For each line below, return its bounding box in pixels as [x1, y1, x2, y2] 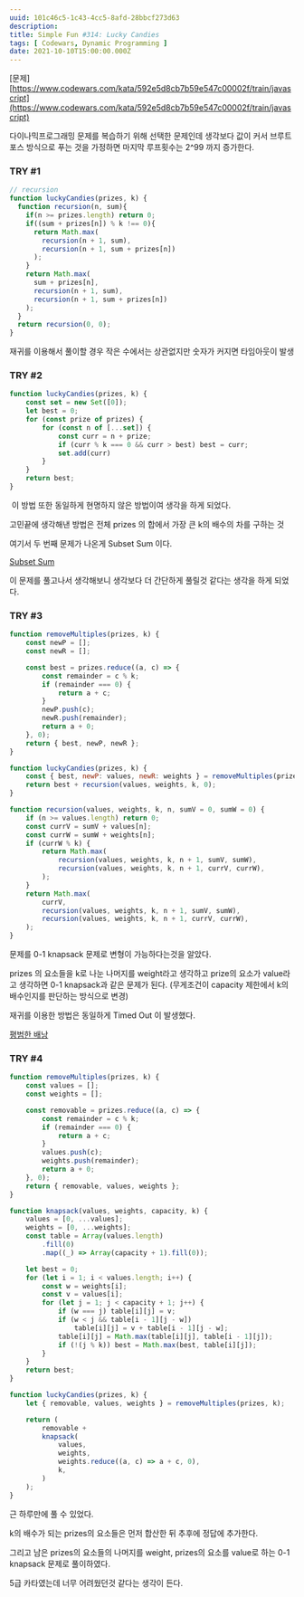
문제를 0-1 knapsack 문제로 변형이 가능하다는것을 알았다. [9, 949, 212, 960]
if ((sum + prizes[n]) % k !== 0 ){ [25, 219, 156, 228]
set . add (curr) [57, 449, 111, 458]
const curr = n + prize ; [57, 432, 152, 441]
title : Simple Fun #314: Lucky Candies [9, 30, 160, 39]
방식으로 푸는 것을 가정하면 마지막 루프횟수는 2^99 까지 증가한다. [25, 142, 255, 153]
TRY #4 [9, 1051, 43, 1064]
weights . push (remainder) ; [42, 1156, 140, 1165]
